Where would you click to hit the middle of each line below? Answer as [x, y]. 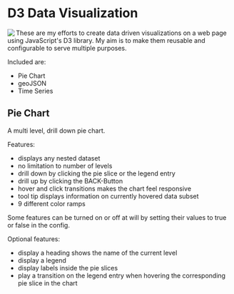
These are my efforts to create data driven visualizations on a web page [121, 33]
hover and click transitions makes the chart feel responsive [104, 188]
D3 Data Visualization [73, 13]
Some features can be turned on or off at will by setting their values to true [117, 217]
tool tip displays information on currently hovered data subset [108, 196]
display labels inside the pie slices [68, 268]
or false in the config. [39, 225]
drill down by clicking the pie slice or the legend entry [97, 173]
